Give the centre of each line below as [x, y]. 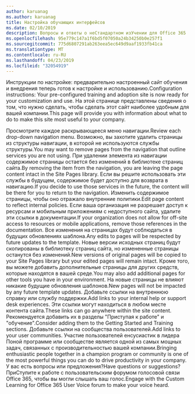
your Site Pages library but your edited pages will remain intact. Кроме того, [98, 261]
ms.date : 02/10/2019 [31, 28]
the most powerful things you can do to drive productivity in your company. [96, 360]
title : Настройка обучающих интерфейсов [56, 22]
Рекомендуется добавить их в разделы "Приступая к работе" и [85, 317]
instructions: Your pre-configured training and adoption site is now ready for [97, 95]
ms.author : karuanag [31, 17]
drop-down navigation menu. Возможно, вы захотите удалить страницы [94, 137]
